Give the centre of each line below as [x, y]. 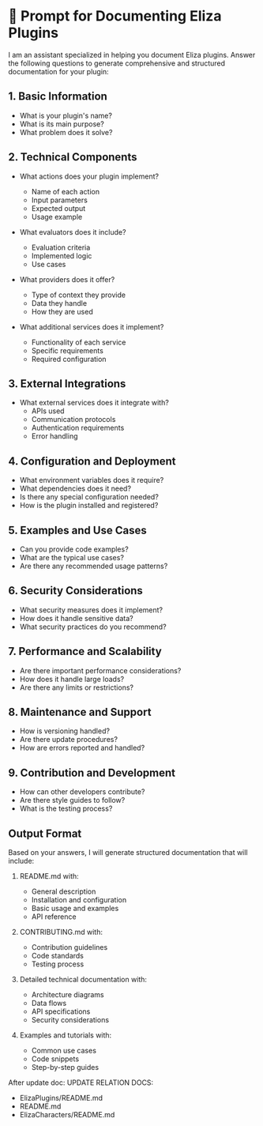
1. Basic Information [58, 97]
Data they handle [59, 303]
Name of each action [66, 191]
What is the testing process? [66, 808]
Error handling [54, 436]
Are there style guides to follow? [72, 800]
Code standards [58, 956]
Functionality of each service [79, 342]
